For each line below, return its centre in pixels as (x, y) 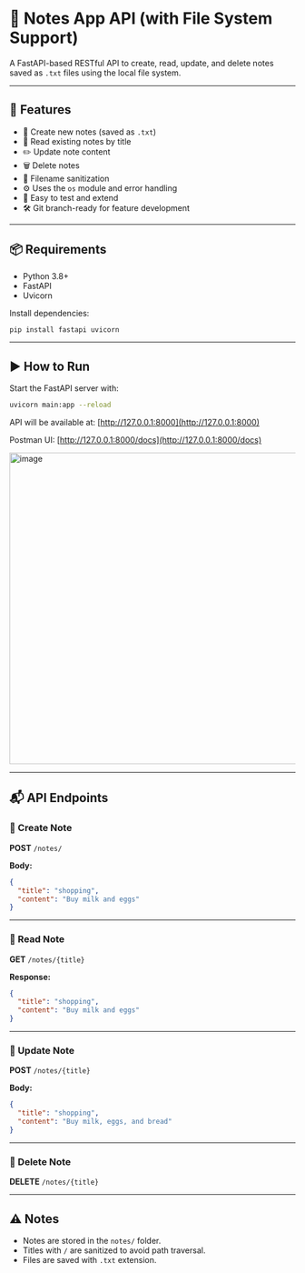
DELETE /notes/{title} (54, 1182)
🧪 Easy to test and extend (70, 197)
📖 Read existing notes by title (77, 141)
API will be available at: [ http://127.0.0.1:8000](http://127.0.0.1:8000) (135, 423)
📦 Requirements (58, 250)
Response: (30, 977)
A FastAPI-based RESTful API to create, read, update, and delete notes (142, 63)
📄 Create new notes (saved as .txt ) (89, 132)
